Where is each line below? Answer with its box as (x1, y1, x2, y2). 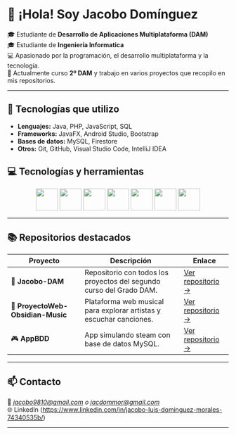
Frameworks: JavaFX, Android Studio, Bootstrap (17, 130, 159, 138)
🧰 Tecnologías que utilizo (7, 103, 119, 115)
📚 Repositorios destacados (7, 232, 131, 244)
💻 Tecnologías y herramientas (7, 165, 144, 178)
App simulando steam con (84, 330, 171, 340)
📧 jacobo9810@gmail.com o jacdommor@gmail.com (7, 398, 160, 407)
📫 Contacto (7, 376, 61, 388)
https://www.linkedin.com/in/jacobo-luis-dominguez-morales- (41, 405, 223, 414)
